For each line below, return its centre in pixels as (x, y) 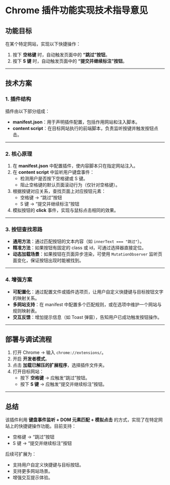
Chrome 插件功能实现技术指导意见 (77, 10)
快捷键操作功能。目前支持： (47, 426)
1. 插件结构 (18, 99)
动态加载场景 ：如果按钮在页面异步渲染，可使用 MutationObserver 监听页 (88, 254)
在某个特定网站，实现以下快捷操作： (43, 44)
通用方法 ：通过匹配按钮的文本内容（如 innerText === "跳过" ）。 (78, 241)
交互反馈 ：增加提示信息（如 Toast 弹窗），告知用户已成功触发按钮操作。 (87, 317)
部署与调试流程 (29, 339)
